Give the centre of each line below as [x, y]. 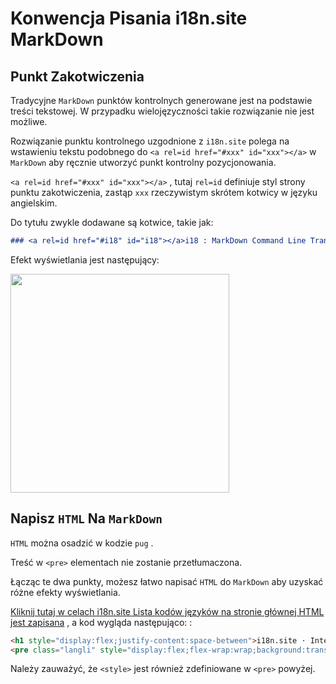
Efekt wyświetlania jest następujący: [85, 259]
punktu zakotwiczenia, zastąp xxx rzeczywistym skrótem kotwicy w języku [164, 192]
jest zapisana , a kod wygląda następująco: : [101, 622]
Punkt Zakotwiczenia [77, 76]
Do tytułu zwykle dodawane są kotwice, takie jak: [112, 222]
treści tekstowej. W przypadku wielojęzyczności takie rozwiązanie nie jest [162, 111]
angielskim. [34, 203]
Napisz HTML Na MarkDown [86, 518]
